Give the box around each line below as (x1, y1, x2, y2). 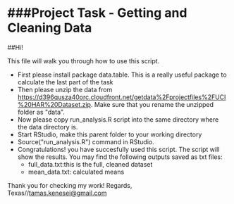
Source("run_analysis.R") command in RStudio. (17, 137, 154, 146)
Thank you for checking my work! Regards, (7, 181, 133, 189)
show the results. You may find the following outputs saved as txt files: (17, 153, 223, 161)
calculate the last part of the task (17, 77, 114, 86)
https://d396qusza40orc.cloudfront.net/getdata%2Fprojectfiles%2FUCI (17, 93, 226, 101)
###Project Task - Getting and (7, 5, 187, 21)
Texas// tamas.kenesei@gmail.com (7, 189, 107, 197)
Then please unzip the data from (17, 85, 113, 94)
